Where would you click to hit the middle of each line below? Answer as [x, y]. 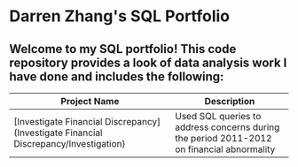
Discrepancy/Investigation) [70, 144]
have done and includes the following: [117, 76]
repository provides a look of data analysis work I [148, 62]
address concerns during [227, 127]
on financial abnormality [225, 149]
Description [230, 101]
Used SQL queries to [218, 116]
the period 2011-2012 [223, 138]
